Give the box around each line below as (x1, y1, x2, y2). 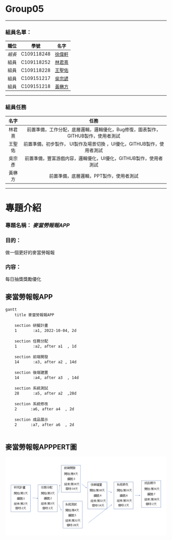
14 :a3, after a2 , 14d (14, 360, 77, 365)
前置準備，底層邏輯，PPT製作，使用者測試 (49, 173, 139, 179)
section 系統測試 (14, 386, 49, 391)
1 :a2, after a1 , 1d (14, 344, 77, 349)
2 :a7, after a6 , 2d (14, 422, 74, 428)
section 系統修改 (14, 402, 49, 407)
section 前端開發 (14, 355, 49, 360)
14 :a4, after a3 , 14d (14, 375, 79, 381)
